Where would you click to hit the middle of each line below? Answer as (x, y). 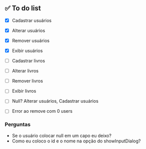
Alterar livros (25, 71)
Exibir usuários (27, 51)
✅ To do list (23, 8)
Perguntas (18, 124)
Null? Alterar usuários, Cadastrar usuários (55, 101)
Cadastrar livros (29, 61)
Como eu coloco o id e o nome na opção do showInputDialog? (76, 141)
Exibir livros (24, 91)
